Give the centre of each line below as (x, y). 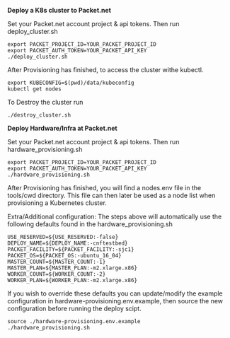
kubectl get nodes (34, 89)
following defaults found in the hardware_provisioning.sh (90, 224)
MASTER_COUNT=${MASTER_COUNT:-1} (57, 262)
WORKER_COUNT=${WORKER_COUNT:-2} (57, 274)
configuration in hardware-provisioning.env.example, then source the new (115, 301)
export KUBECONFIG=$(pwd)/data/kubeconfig (71, 83)
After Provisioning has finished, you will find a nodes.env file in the (104, 188)
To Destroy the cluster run (45, 102)
